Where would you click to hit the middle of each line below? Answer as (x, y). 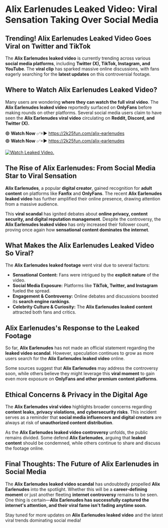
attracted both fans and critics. (44, 312)
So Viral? (20, 253)
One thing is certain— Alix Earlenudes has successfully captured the (77, 500)
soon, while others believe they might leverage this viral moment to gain (80, 374)
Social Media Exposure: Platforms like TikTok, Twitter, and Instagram (85, 286)
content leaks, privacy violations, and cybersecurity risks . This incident (81, 412)
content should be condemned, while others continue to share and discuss (83, 443)
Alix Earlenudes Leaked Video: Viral (81, 9)
